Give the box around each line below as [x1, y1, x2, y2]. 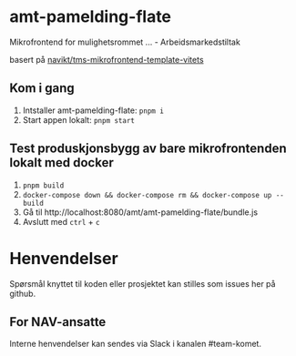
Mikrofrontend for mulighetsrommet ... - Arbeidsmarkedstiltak [9, 36, 241, 47]
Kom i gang [9, 80, 75, 97]
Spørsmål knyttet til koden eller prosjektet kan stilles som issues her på [9, 278, 276, 289]
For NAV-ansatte [9, 314, 107, 330]
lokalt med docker [9, 155, 114, 170]
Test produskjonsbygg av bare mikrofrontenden [9, 141, 287, 157]
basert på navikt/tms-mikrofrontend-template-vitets [9, 54, 204, 65]
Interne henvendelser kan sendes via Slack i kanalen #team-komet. [9, 339, 262, 350]
